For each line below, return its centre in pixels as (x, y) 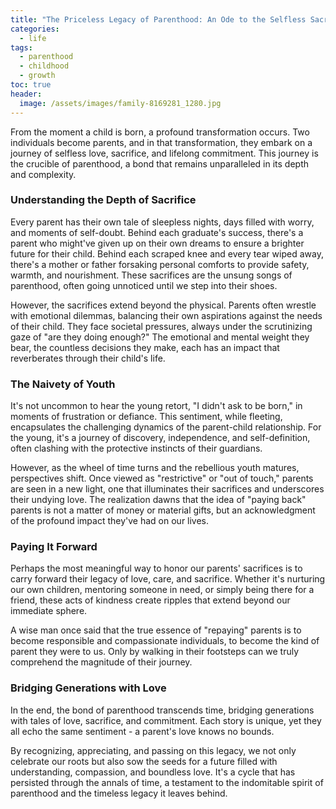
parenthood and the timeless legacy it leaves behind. (119, 793)
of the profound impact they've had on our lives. (110, 521)
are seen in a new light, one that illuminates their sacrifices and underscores (167, 489)
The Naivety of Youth (63, 384)
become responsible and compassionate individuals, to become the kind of (165, 641)
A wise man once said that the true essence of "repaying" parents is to (156, 630)
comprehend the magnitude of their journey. (101, 662)
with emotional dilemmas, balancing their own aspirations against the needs (166, 315)
